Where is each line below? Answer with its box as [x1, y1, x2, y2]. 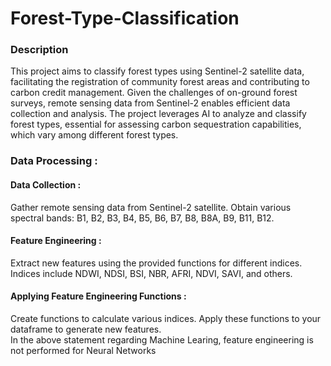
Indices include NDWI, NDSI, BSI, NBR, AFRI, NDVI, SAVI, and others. [10, 267, 293, 279]
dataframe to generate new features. [10, 323, 162, 336]
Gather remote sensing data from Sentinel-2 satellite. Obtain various [10, 201, 292, 213]
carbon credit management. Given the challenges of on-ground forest [10, 87, 298, 99]
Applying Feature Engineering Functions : [10, 290, 187, 302]
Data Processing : [10, 154, 98, 168]
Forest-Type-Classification [10, 7, 240, 30]
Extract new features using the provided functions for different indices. [10, 257, 303, 269]
